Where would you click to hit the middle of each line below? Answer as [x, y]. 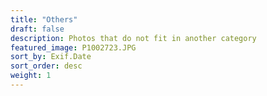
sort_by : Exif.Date [51, 57]
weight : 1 [31, 76]
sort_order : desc [46, 66]
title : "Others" [44, 19]
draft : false [37, 29]
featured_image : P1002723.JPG [73, 47]
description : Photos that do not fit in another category [133, 38]
